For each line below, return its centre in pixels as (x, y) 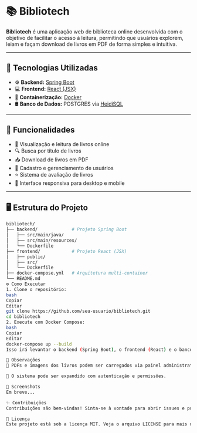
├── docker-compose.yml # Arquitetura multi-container (77, 273)
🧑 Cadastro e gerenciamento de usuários (64, 168)
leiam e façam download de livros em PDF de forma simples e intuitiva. (92, 44)
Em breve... (21, 392)
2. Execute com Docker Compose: (45, 322)
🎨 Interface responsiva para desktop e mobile (69, 183)
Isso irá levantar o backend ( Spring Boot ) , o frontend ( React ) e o (91, 350)
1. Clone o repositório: (36, 289)
